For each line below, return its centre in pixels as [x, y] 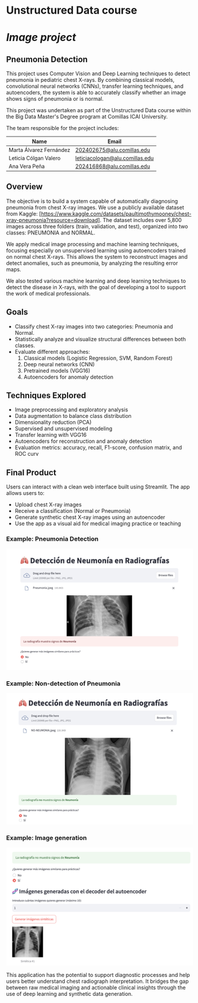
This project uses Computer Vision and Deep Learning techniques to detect [98, 74]
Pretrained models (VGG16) [57, 370]
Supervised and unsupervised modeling [63, 429]
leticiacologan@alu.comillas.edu [114, 158]
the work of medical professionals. [48, 293]
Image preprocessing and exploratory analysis [71, 410]
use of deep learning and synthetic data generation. [70, 994]
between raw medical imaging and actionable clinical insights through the [96, 988]
